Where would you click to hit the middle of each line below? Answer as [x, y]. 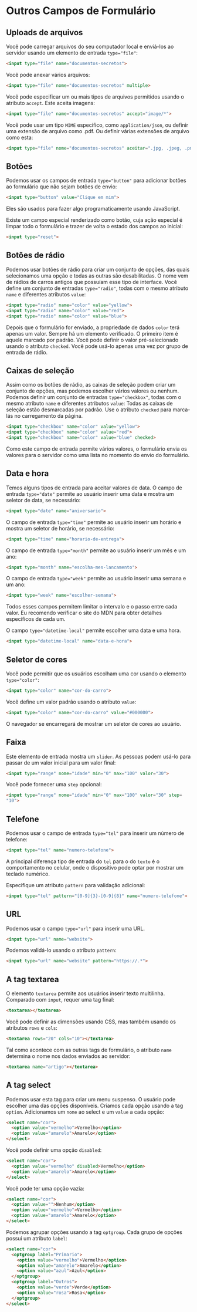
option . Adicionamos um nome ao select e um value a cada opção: [85, 1112]
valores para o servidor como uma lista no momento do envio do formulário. [98, 455]
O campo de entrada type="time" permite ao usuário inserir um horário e [94, 522]
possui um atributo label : [37, 1238]
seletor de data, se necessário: [43, 500]
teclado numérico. [28, 874]
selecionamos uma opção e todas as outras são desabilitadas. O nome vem [97, 275]
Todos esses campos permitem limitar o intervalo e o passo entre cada [92, 607]
